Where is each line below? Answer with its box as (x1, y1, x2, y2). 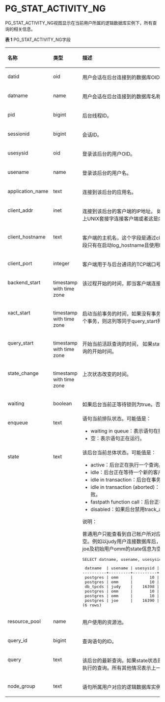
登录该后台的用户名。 (82, 169, 132, 176)
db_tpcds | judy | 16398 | (84, 584, 160, 589)
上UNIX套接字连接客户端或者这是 (82, 215, 159, 222)
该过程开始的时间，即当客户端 (82, 280, 151, 287)
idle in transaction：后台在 (90, 476, 151, 483)
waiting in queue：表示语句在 (90, 428, 159, 434)
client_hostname (7, 233, 46, 240)
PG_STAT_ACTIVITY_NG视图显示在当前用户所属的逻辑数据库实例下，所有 (5, 20, 153, 26)
